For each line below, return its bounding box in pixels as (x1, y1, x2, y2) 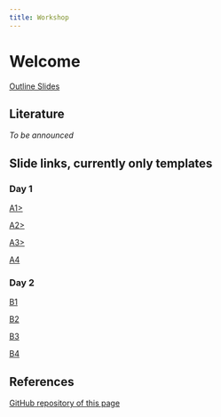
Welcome (9, 51, 81, 71)
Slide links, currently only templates (9, 156, 213, 171)
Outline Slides (9, 81, 60, 92)
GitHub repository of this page (9, 397, 121, 409)
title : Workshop (9, 12, 69, 22)
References (9, 374, 75, 389)
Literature (9, 106, 65, 121)
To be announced (9, 130, 74, 140)
